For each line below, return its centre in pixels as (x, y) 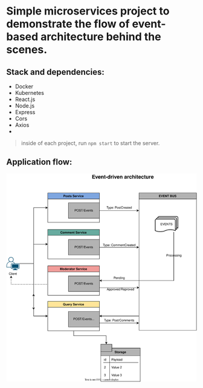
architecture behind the (101, 37)
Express (25, 112)
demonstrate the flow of (68, 24)
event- (149, 24)
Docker (24, 86)
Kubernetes (29, 93)
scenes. (27, 50)
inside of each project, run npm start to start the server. (90, 143)
